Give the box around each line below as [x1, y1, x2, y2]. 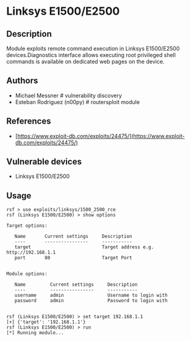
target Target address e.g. [14, 244, 154, 250]
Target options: [6, 223, 48, 229]
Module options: [6, 271, 48, 277]
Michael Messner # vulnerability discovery [15, 92, 122, 99]
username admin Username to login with [14, 292, 168, 299]
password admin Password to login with [14, 298, 168, 304]
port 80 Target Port [14, 255, 132, 261]
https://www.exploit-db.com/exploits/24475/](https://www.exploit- [17, 132, 185, 139]
